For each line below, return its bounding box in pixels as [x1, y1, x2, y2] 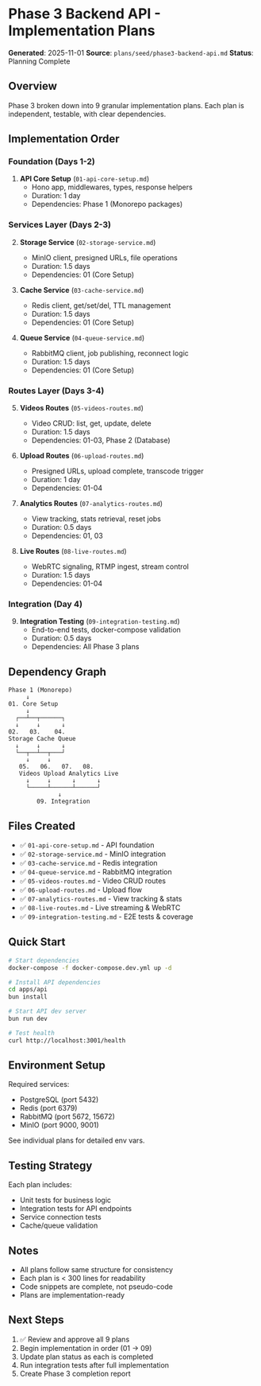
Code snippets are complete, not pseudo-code [19, 1282, 173, 1291]
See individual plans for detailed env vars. [8, 1135, 145, 1146]
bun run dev [8, 1015, 48, 1023]
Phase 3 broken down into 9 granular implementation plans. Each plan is [8, 100, 244, 110]
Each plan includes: [8, 1180, 73, 1189]
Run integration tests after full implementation [19, 1360, 169, 1369]
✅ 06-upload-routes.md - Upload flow [19, 885, 143, 894]
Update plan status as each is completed [19, 1352, 154, 1361]
